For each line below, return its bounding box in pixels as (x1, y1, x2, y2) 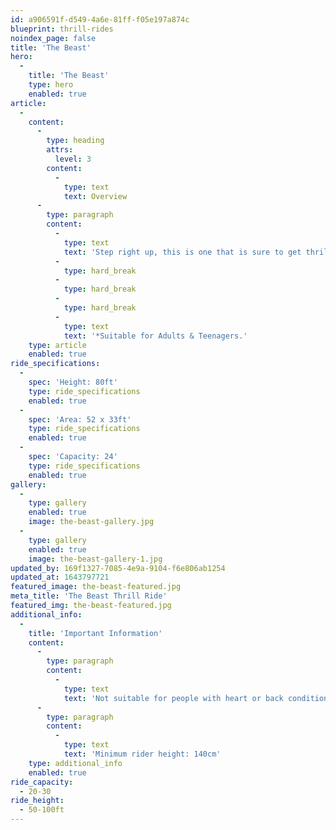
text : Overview (63, 191, 128, 201)
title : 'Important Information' (28, 628, 163, 638)
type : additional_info (28, 758, 123, 768)
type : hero (28, 80, 74, 90)
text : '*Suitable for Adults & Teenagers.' (63, 331, 248, 341)
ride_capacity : (10, 777, 74, 787)
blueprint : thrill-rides (10, 24, 114, 34)
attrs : (46, 145, 74, 155)
